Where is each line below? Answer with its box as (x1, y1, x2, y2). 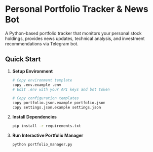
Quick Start (5, 55, 41, 64)
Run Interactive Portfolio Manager (12, 132, 83, 138)
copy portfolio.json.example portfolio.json (12, 100, 106, 106)
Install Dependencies (12, 114, 57, 119)
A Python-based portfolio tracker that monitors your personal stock (5, 30, 142, 36)
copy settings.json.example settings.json (12, 105, 101, 110)
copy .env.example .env (12, 82, 62, 87)
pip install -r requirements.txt (12, 123, 81, 128)
